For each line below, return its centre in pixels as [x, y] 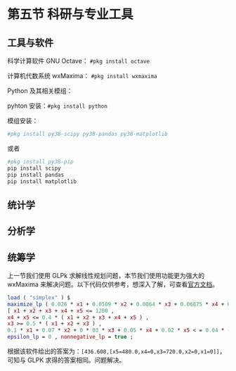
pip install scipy [34, 168]
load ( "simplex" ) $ [39, 297]
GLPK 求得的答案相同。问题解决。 [76, 360]
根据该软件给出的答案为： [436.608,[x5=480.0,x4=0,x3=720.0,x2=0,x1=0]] [113, 351]
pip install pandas [36, 175]
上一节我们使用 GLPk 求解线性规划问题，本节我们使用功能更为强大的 [106, 275]
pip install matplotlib [42, 181]
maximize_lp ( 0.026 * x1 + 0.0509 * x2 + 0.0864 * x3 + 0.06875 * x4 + [116, 304]
